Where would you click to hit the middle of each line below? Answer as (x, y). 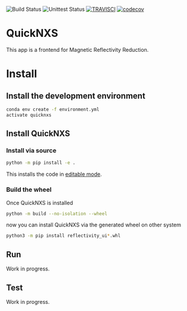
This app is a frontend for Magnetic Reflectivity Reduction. (77, 49)
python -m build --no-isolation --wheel (57, 214)
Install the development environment (76, 96)
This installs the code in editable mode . (54, 174)
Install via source (31, 150)
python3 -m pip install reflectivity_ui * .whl (63, 236)
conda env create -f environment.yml (53, 109)
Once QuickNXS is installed (39, 203)
